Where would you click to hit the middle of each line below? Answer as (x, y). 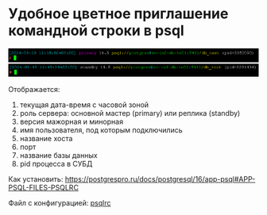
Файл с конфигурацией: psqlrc (60, 203)
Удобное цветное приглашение (118, 14)
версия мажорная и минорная (72, 122)
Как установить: (36, 179)
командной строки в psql (96, 31)
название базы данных (58, 155)
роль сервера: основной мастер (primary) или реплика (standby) (130, 113)
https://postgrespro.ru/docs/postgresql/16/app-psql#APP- (160, 179)
